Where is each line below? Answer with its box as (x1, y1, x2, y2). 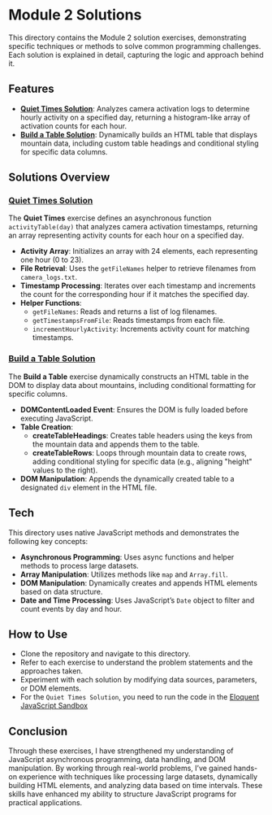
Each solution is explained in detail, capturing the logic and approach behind (8, 50, 264, 59)
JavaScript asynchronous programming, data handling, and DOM (8, 755, 226, 765)
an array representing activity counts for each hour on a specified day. (8, 230, 244, 241)
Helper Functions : (19, 299, 83, 308)
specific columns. (8, 389, 68, 399)
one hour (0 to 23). (19, 255, 84, 265)
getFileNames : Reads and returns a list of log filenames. (32, 307, 218, 316)
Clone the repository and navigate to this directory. (19, 649, 191, 659)
